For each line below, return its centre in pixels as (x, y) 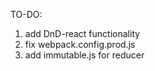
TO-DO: (26, 14)
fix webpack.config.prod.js (80, 44)
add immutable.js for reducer (84, 55)
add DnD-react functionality (82, 33)
